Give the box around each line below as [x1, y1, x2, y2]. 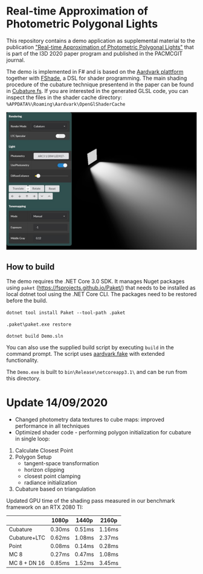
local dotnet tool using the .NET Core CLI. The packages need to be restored [6, 290, 197, 297]
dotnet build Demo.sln [6, 333, 63, 339]
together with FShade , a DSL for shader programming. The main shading [6, 74, 187, 82]
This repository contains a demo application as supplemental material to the [6, 37, 195, 44]
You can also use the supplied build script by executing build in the [6, 343, 174, 351]
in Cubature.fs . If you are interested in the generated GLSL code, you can [6, 87, 188, 94]
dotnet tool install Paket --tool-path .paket [6, 309, 126, 315]
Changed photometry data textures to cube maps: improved [14, 416, 165, 423]
